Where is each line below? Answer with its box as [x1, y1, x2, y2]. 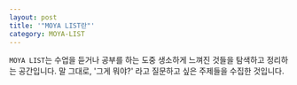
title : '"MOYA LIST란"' [9, 21, 96, 30]
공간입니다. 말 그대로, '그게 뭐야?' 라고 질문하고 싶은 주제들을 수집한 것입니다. [18, 66, 285, 76]
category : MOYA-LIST [9, 29, 86, 38]
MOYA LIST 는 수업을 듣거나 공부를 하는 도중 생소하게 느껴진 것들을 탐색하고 [9, 55, 265, 66]
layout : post [9, 12, 58, 22]
